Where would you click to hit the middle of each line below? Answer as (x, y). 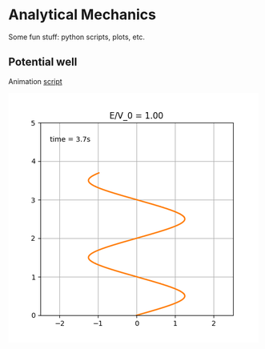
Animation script (35, 81)
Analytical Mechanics (82, 15)
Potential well (43, 62)
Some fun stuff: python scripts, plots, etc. (77, 37)
